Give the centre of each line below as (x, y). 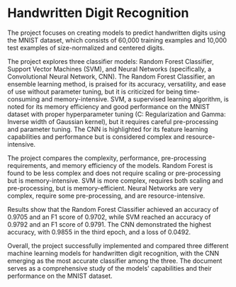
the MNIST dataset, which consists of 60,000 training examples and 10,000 (117, 40)
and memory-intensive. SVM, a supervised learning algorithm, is (135, 99)
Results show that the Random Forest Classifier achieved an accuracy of (113, 209)
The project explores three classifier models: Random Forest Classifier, (111, 61)
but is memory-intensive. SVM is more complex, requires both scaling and (115, 180)
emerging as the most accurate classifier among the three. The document (115, 261)
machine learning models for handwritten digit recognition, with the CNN (113, 253)
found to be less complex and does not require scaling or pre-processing (114, 173)
